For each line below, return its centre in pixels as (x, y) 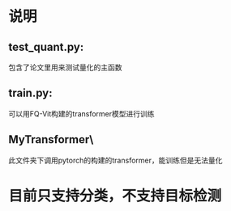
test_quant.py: (46, 46)
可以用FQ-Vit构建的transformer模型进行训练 (82, 113)
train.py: (30, 93)
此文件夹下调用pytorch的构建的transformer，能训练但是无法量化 (115, 160)
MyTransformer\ (51, 139)
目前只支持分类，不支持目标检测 (115, 196)
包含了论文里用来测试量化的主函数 (65, 67)
